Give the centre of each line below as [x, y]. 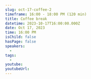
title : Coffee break [26, 19]
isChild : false [21, 37]
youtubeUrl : [17, 69]
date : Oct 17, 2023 [25, 28]
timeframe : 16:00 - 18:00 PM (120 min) [46, 14]
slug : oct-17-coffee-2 [28, 10]
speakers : [15, 46]
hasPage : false [21, 42]
